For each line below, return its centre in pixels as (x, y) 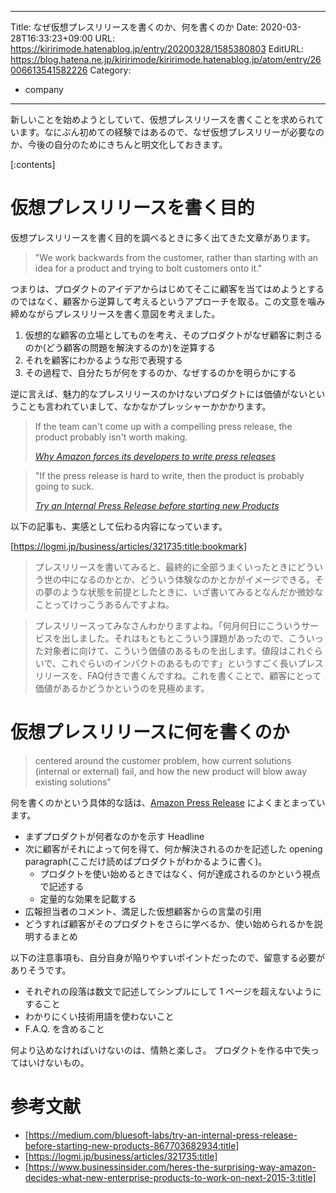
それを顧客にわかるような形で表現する (103, 360)
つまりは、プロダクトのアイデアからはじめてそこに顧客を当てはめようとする (167, 288)
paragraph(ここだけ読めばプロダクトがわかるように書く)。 (146, 861)
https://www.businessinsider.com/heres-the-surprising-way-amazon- (172, 1167)
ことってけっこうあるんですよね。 (104, 604)
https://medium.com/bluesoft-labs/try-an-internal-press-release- (163, 1135)
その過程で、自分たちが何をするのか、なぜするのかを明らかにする (160, 372)
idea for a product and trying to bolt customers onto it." (148, 268)
